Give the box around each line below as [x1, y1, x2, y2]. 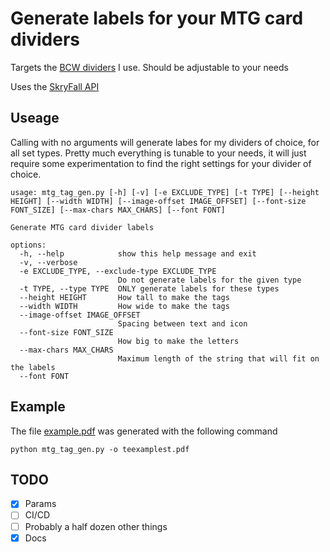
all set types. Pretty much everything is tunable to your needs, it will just [10, 147, 307, 159]
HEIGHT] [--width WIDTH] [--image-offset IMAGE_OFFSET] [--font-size [10, 196, 307, 206]
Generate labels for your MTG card [10, 7, 304, 30]
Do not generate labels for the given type [117, 275, 302, 285]
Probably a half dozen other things [24, 520, 168, 532]
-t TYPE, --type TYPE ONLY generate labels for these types [19, 283, 280, 294]
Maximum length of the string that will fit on [117, 353, 320, 364]
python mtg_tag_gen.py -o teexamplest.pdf [10, 444, 190, 454]
